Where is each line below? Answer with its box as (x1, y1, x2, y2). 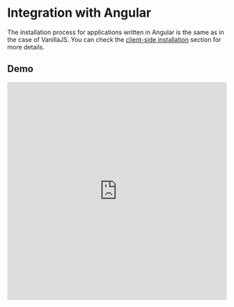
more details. (7, 43, 45, 51)
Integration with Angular (7, 5, 152, 21)
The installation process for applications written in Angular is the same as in (7, 28, 224, 36)
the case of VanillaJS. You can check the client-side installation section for (7, 35, 221, 43)
